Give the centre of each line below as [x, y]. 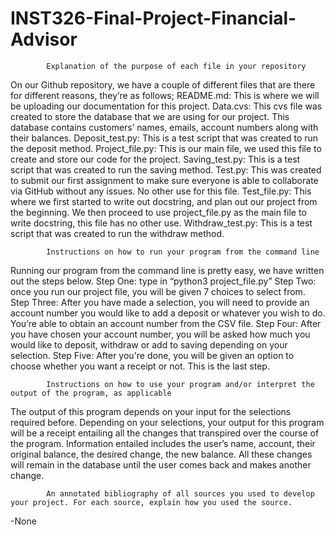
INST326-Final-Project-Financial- [153, 18]
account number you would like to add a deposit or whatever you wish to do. [168, 313]
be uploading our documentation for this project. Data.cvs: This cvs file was [166, 106]
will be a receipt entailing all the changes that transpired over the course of [165, 433]
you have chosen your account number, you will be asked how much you [160, 334]
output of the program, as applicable [91, 393]
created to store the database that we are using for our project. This [150, 116]
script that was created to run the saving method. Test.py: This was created [166, 169]
